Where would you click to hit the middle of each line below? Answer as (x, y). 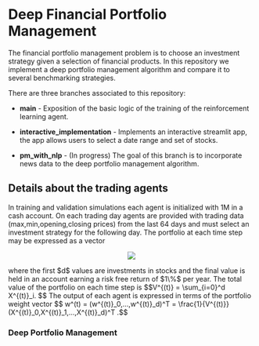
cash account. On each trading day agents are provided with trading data (126, 215)
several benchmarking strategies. (62, 78)
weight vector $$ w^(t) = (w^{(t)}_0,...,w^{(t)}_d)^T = (92, 304)
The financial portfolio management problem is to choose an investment (124, 53)
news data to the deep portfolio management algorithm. (109, 163)
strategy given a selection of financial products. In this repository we (119, 61)
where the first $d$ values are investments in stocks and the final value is (127, 270)
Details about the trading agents (88, 189)
